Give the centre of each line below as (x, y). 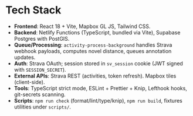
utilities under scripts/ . (43, 107)
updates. (25, 57)
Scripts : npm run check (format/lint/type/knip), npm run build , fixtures (98, 100)
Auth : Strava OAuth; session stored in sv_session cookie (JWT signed (98, 63)
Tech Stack (33, 10)
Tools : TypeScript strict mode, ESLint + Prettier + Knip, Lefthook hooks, (100, 88)
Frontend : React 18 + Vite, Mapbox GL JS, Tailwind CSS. (82, 26)
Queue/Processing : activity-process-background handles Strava (93, 45)
